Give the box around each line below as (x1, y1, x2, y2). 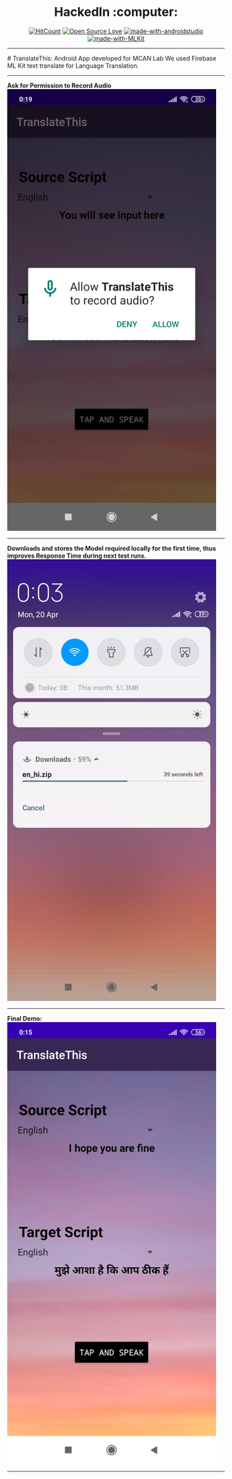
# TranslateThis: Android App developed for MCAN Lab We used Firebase (7, 54, 217, 62)
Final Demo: (7, 1014, 43, 1022)
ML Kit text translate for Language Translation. (7, 61, 139, 70)
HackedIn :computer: (54, 4, 178, 20)
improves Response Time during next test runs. (7, 551, 146, 560)
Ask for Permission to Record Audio (7, 81, 112, 90)
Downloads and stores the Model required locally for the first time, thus (7, 544, 216, 552)
